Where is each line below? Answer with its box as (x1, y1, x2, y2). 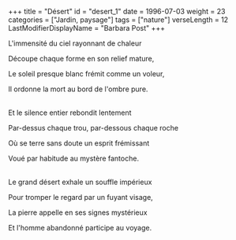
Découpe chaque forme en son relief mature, (8, 54, 155, 63)
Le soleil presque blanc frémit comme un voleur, (8, 69, 165, 78)
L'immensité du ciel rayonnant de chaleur (8, 39, 142, 48)
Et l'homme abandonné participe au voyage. (8, 223, 152, 232)
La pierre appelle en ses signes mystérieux (8, 208, 148, 217)
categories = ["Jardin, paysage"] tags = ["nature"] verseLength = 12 (8, 15, 229, 24)
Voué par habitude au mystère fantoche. (8, 153, 140, 163)
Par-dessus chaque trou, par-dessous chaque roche (8, 124, 179, 132)
